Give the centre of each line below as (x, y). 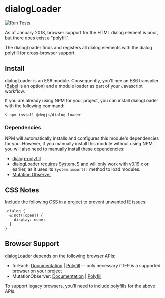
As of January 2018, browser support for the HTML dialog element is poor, (82, 32)
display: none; (30, 220)
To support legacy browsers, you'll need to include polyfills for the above (80, 286)
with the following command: (35, 106)
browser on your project (37, 271)
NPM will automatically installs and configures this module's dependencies (82, 138)
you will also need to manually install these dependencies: (65, 149)
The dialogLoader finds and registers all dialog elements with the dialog (79, 47)
